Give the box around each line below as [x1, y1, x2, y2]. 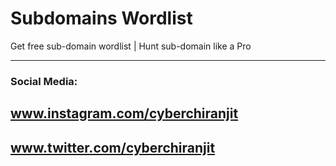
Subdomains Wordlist [10, 7, 193, 30]
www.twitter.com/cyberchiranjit [10, 139, 216, 156]
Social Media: [10, 74, 78, 88]
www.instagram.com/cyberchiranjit [10, 105, 239, 122]
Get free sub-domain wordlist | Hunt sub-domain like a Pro [10, 40, 252, 52]
